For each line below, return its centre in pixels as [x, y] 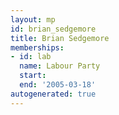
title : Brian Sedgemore [60, 38]
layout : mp [33, 19]
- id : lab [31, 57]
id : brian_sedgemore [53, 29]
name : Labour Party [60, 66]
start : [33, 76]
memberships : [37, 47]
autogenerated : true [53, 94]
